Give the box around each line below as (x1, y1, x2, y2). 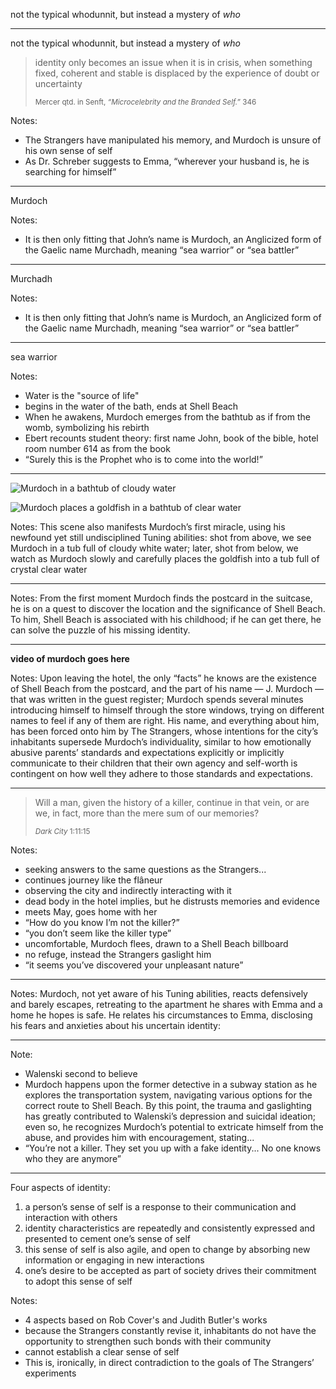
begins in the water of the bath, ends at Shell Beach (24, 400, 239, 412)
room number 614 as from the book (24, 443, 171, 454)
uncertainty (34, 78, 83, 89)
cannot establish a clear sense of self (24, 1346, 180, 1358)
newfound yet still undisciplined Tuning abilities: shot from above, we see (10, 532, 312, 543)
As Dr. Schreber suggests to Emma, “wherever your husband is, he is (24, 155, 310, 167)
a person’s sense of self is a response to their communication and (24, 1201, 297, 1213)
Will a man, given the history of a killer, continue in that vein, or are (34, 797, 310, 808)
